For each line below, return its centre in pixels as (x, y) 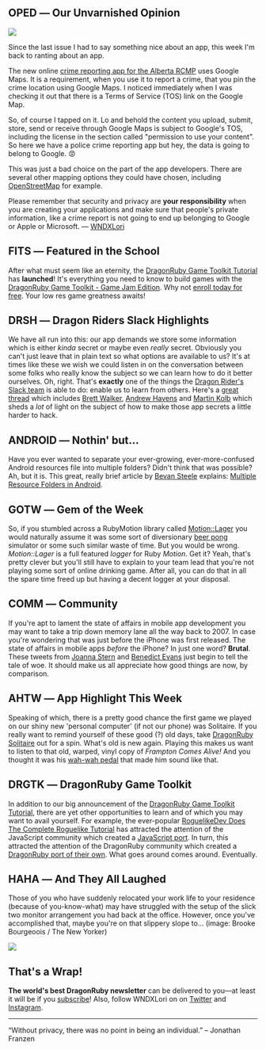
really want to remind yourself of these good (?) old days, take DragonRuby (131, 734)
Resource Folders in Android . (55, 485)
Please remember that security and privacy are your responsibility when (127, 200)
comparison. (29, 674)
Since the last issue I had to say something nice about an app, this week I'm (132, 47)
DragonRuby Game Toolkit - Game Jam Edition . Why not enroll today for (125, 287)
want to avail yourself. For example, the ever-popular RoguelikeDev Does (127, 820)
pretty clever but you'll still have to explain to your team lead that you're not (131, 563)
